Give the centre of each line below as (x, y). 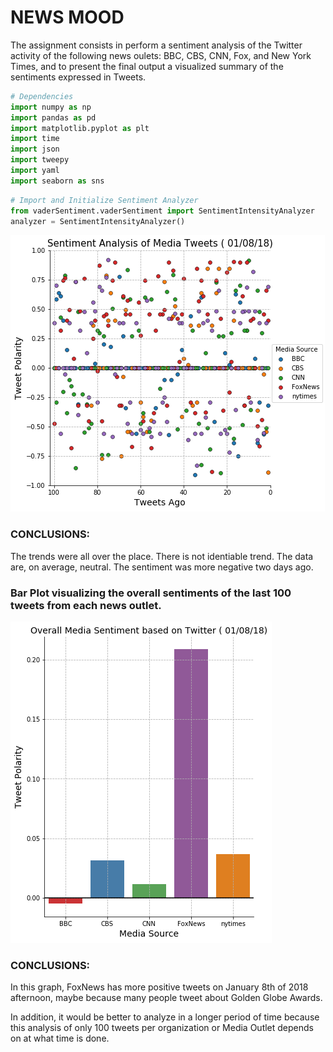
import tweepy (40, 160)
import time (35, 139)
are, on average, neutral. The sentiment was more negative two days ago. (162, 567)
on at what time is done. (60, 1038)
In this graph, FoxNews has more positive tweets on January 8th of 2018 (159, 987)
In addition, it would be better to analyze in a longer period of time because (165, 1017)
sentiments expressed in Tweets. (78, 77)
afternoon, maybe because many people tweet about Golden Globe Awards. (166, 998)
